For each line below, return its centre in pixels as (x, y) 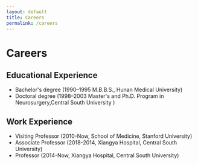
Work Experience (40, 121)
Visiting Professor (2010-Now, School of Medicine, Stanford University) (104, 136)
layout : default (27, 12)
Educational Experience (52, 75)
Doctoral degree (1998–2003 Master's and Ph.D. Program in (89, 96)
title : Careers (25, 18)
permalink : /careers (32, 23)
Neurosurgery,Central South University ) (65, 103)
